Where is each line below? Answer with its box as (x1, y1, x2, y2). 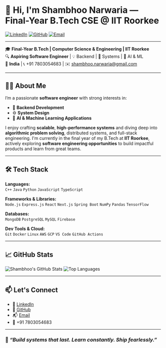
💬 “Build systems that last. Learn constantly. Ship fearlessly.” (5, 337, 157, 344)
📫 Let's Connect (5, 286, 58, 294)
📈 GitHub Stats (5, 250, 53, 259)
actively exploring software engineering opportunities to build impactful (5, 140, 154, 146)
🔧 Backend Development (12, 104, 64, 111)
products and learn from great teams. (5, 146, 82, 152)
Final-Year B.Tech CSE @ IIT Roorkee (5, 15, 159, 26)
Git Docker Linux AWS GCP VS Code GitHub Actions (5, 232, 104, 237)
